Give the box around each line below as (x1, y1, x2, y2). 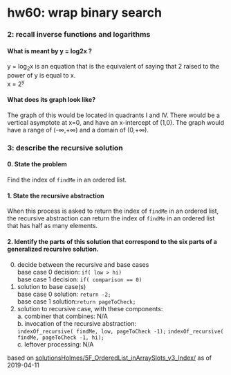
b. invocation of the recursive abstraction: (17, 319, 137, 327)
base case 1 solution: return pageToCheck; (17, 297, 136, 306)
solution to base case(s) (17, 282, 86, 290)
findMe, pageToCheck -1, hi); (17, 334, 105, 341)
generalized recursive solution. (7, 245, 99, 253)
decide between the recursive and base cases (17, 260, 149, 268)
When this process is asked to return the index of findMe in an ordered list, (7, 207, 219, 216)
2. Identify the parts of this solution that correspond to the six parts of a (7, 237, 218, 245)
